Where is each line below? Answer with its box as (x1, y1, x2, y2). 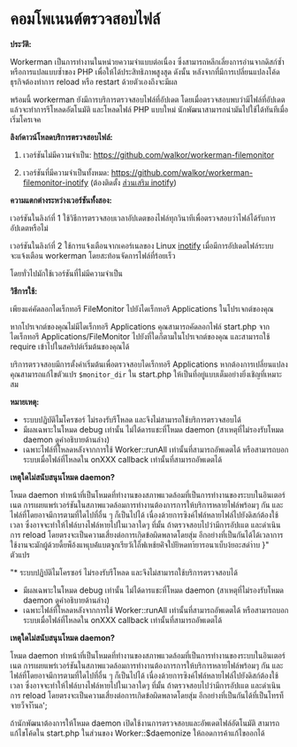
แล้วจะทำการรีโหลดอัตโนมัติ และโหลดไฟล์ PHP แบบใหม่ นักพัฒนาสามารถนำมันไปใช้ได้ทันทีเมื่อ (10, 104, 289, 114)
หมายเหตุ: (10, 396, 40, 407)
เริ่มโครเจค (10, 113, 42, 124)
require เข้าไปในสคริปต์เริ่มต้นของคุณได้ (10, 341, 130, 352)
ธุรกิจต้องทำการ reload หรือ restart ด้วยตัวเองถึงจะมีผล (10, 76, 178, 87)
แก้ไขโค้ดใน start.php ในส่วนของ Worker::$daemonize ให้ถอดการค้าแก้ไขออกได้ (10, 728, 265, 738)
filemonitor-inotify (22, 177, 89, 188)
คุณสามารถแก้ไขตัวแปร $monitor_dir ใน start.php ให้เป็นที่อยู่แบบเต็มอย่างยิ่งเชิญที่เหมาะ (10, 369, 282, 379)
